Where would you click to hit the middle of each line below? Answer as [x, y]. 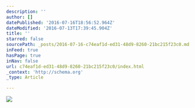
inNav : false [22, 61]
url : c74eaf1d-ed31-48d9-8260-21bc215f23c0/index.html [75, 66]
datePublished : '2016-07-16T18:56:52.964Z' [61, 22]
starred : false [25, 39]
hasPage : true [24, 55]
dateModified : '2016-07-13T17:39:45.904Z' [59, 28]
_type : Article [25, 77]
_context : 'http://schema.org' [45, 72]
